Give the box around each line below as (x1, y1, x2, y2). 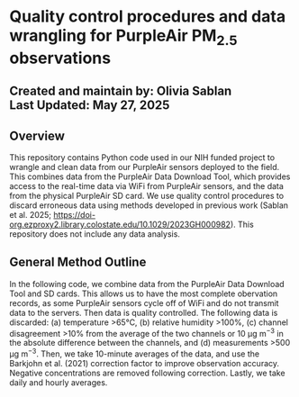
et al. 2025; (9, 209, 52, 220)
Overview (9, 128, 66, 143)
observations (9, 48, 111, 68)
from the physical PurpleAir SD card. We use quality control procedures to (9, 190, 285, 201)
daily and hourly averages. (9, 377, 108, 388)
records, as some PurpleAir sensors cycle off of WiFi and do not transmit (9, 297, 279, 308)
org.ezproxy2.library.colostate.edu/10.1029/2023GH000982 (9, 219, 231, 230)
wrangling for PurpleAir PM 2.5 (9, 25, 238, 49)
